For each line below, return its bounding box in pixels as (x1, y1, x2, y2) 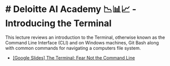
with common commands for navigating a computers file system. (5, 45, 141, 51)
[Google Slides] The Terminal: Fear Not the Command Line (12, 54, 135, 60)
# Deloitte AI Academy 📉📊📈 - (5, 4, 137, 15)
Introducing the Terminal (5, 18, 112, 29)
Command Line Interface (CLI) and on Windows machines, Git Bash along (5, 39, 159, 45)
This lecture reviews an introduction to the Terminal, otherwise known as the (5, 34, 165, 40)
